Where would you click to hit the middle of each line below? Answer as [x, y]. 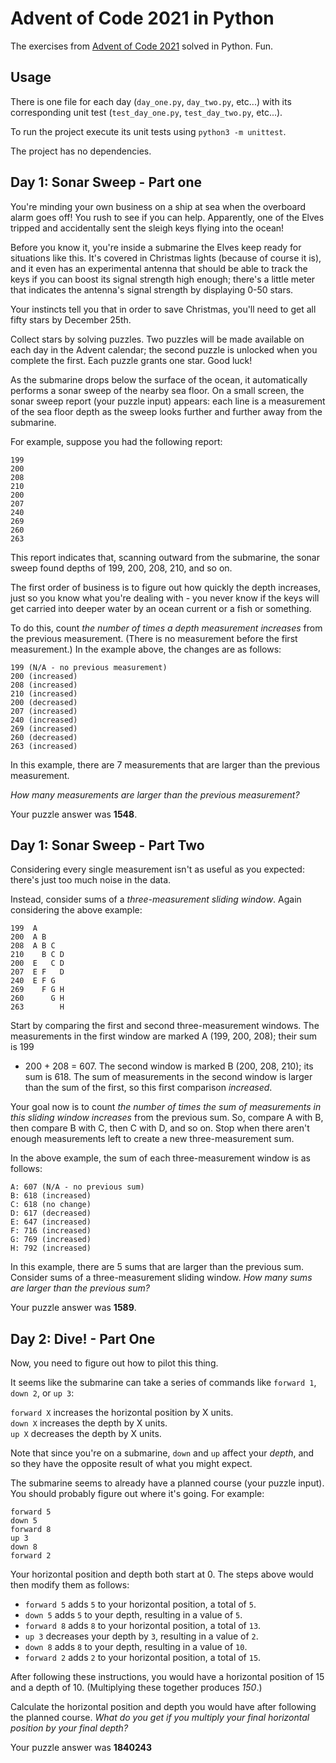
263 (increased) [44, 746]
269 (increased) [44, 728]
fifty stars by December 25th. [71, 319]
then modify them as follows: [70, 1585]
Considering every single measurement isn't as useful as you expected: [157, 869]
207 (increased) [44, 711]
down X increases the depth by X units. [89, 1423]
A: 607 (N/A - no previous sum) [77, 1187]
